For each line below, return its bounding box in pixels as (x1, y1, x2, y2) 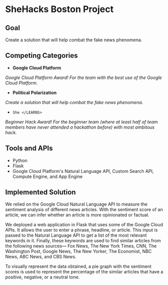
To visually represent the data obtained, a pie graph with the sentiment (5, 263, 152, 269)
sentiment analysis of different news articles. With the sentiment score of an (5, 207, 163, 213)
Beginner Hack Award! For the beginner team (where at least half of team (5, 119, 158, 125)
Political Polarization (12, 89, 57, 96)
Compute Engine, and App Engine (12, 173, 83, 179)
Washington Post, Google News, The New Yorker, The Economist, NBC (5, 248, 152, 254)
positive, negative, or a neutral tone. (5, 274, 80, 280)
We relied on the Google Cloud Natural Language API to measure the (5, 201, 148, 207)
